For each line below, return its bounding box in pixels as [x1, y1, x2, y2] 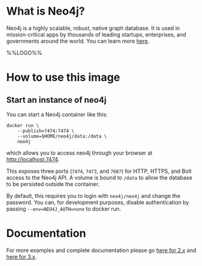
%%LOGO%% [6, 49, 42, 56]
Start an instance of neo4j [6, 94, 107, 105]
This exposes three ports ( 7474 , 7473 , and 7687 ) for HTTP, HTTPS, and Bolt [6, 167, 192, 175]
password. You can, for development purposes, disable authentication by [6, 198, 189, 206]
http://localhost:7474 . [6, 155, 59, 163]
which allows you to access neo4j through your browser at [6, 149, 153, 156]
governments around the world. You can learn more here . [6, 37, 150, 44]
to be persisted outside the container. [6, 180, 100, 187]
